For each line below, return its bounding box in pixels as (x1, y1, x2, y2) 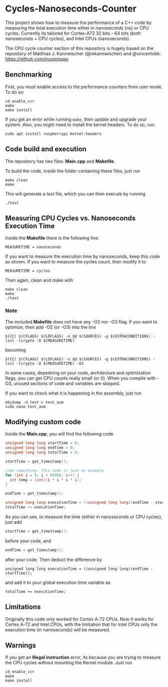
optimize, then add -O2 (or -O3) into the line (5, 324, 96, 330)
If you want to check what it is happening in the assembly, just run (5, 390, 141, 396)
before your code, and (5, 538, 51, 544)
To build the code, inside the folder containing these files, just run (5, 168, 140, 174)
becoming (5, 347, 26, 353)
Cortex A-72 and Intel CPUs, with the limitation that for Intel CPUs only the (5, 621, 157, 627)
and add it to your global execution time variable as (5, 579, 111, 585)
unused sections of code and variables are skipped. (13, 380, 120, 386)
